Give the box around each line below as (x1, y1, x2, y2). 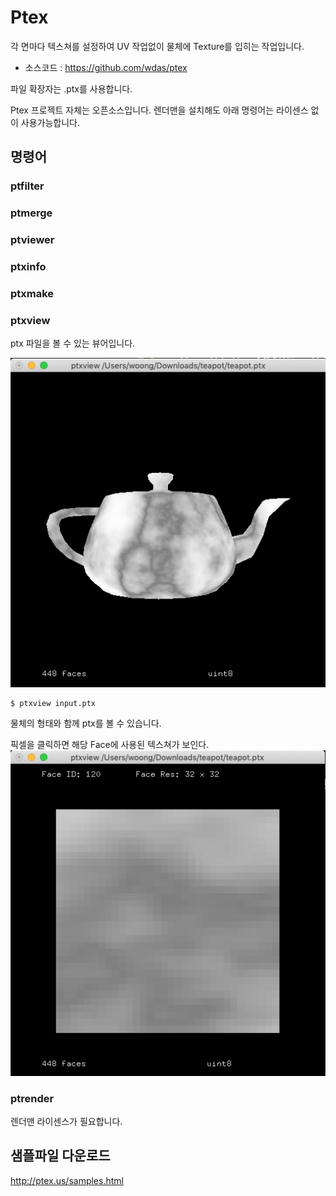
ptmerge (10, 206, 53, 220)
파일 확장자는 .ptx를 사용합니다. (10, 82, 133, 95)
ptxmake (10, 286, 55, 300)
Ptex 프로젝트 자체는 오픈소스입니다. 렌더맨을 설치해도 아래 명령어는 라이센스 (10, 104, 309, 116)
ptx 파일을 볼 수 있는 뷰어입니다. (10, 337, 136, 350)
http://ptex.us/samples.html (10, 1174, 124, 1186)
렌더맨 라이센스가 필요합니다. (10, 1115, 123, 1127)
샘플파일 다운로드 (10, 1147, 111, 1165)
